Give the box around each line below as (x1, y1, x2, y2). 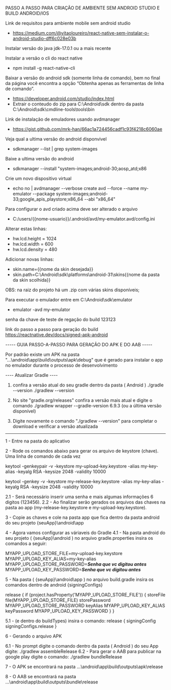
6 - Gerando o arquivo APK (5, 633, 62, 639)
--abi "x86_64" (84, 196, 116, 202)
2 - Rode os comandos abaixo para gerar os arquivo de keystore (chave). (5, 448, 159, 454)
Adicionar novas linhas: (5, 256, 54, 262)
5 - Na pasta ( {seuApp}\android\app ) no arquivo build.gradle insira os (5, 576, 154, 583)
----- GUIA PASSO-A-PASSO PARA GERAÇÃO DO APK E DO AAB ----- (5, 342, 153, 347)
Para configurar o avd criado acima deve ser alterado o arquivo (5, 206, 138, 212)
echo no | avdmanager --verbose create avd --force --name (12, 185, 139, 191)
